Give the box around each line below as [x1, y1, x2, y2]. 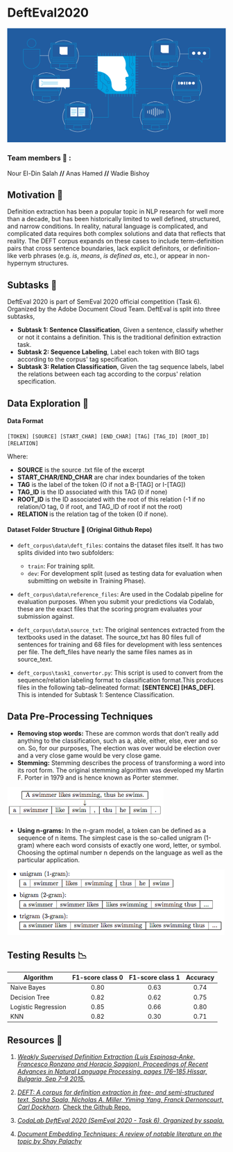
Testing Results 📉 [7, 949, 87, 961]
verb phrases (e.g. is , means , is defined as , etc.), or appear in [18, 252, 196, 260]
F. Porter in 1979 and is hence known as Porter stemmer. [17, 773, 179, 782]
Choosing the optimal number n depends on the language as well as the [17, 848, 223, 857]
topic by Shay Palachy [17, 1137, 82, 1146]
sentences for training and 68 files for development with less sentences [17, 640, 223, 648]
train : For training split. [27, 562, 95, 570]
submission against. [17, 612, 75, 620]
